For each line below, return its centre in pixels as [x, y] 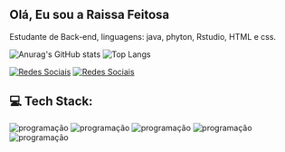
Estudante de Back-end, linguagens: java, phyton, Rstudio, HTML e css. [143, 36]
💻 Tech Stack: [51, 102]
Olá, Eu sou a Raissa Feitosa [90, 15]
